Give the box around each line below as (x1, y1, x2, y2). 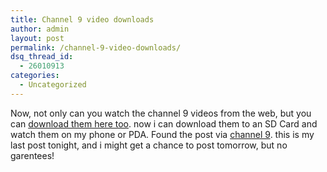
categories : (10, 71, 60, 81)
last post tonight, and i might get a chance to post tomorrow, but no (10, 139, 288, 151)
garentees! (10, 149, 55, 161)
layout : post (10, 33, 65, 43)
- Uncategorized (19, 80, 87, 90)
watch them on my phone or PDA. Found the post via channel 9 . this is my (10, 128, 315, 140)
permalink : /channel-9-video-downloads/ (10, 42, 182, 53)
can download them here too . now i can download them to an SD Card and (10, 117, 318, 130)
